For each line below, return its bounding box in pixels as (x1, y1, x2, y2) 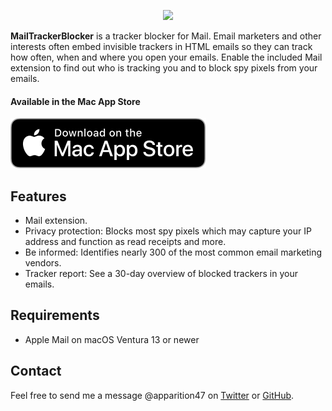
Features (10, 188, 67, 205)
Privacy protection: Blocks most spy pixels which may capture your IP (24, 225, 312, 237)
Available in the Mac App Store (10, 95, 141, 107)
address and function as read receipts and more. (24, 236, 227, 248)
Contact (10, 363, 62, 380)
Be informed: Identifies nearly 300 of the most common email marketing (24, 246, 323, 259)
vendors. (24, 257, 62, 269)
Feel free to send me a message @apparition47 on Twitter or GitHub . (10, 389, 295, 401)
